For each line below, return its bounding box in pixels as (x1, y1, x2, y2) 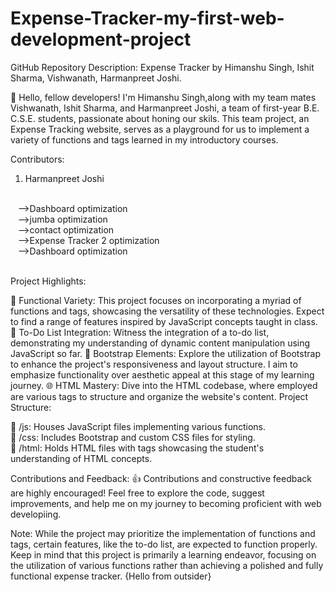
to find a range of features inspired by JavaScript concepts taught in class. (10, 315, 318, 327)
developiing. (10, 508, 62, 520)
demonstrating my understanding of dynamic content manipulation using (10, 337, 311, 349)
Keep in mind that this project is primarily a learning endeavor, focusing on (10, 548, 317, 561)
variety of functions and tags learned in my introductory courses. (10, 133, 279, 146)
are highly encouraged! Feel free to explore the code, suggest (10, 487, 265, 499)
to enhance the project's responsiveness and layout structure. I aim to (10, 358, 298, 370)
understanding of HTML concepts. (10, 452, 153, 464)
